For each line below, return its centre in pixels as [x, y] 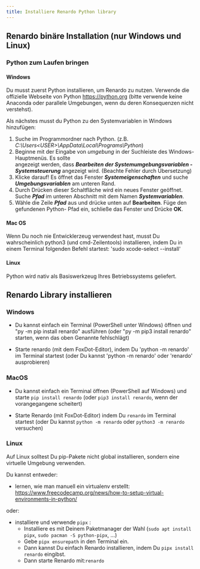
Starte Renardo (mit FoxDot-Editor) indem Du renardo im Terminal [96, 415]
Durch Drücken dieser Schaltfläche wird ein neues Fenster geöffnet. [99, 190]
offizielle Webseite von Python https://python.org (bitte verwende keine [94, 97]
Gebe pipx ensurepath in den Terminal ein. [76, 541]
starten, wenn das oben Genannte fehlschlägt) [72, 338]
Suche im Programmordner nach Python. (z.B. [72, 139]
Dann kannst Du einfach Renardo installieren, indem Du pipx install [109, 547]
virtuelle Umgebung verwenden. [46, 463]
